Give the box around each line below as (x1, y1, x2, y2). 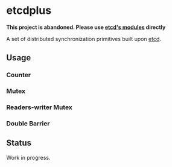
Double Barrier (6, 119, 50, 128)
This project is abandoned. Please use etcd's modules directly (6, 24, 166, 31)
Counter (6, 71, 31, 79)
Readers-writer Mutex (6, 103, 72, 112)
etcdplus (6, 4, 52, 17)
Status (6, 138, 32, 148)
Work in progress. (6, 154, 51, 161)
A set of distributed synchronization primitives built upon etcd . (6, 35, 162, 42)
